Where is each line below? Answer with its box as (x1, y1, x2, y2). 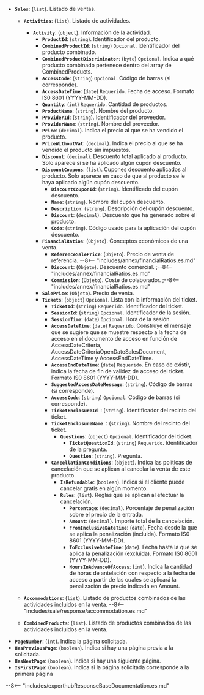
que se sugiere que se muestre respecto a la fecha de (51, 329, 187, 336)
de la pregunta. (69, 446, 107, 453)
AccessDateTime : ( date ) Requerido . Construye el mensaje (51, 322, 192, 329)
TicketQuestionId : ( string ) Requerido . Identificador (69, 439, 198, 446)
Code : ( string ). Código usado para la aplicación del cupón (51, 224, 197, 232)
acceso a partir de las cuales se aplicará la (69, 576, 177, 583)
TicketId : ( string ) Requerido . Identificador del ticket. (51, 303, 184, 310)
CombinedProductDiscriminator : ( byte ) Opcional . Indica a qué (42, 55, 194, 62)
